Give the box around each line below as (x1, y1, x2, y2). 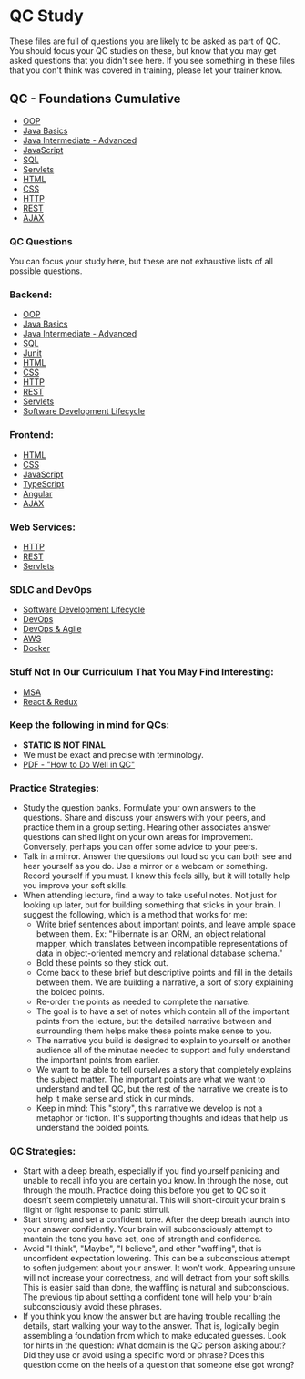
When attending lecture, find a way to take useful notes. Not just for (22, 890, 278, 901)
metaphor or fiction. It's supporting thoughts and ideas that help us (36, 1113, 289, 1124)
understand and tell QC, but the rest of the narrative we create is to (36, 1083, 289, 1094)
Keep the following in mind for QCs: (9, 719, 170, 731)
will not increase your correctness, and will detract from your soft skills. (22, 1272, 291, 1283)
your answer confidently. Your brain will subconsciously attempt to (22, 1224, 273, 1235)
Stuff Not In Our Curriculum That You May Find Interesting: (9, 666, 275, 679)
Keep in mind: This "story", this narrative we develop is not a (36, 1103, 263, 1114)
